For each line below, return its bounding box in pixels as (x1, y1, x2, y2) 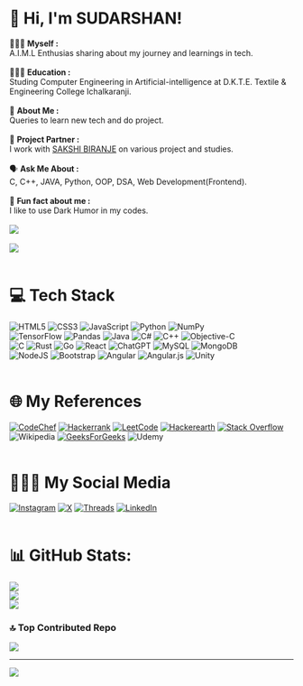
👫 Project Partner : (9, 134, 79, 144)
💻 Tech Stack (9, 285, 115, 306)
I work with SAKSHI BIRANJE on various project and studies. (9, 144, 234, 154)
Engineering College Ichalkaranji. (9, 86, 133, 97)
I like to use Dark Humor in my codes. (9, 205, 149, 216)
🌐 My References (9, 392, 142, 412)
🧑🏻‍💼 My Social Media (9, 473, 171, 493)
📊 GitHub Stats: (9, 545, 133, 565)
